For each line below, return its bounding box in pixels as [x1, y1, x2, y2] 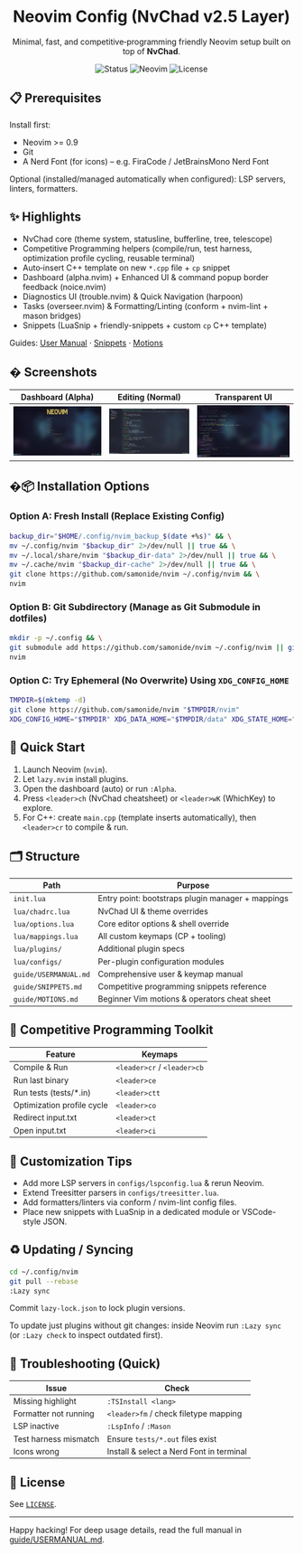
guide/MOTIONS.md [13, 995, 78, 1004]
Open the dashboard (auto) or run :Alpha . [22, 783, 178, 794]
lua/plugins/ [13, 945, 62, 955]
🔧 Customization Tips [9, 1154, 133, 1169]
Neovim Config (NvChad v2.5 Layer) [13, 6, 290, 27]
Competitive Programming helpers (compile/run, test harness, [22, 242, 252, 254]
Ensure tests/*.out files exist [106, 1433, 217, 1444]
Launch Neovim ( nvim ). [22, 764, 108, 775]
